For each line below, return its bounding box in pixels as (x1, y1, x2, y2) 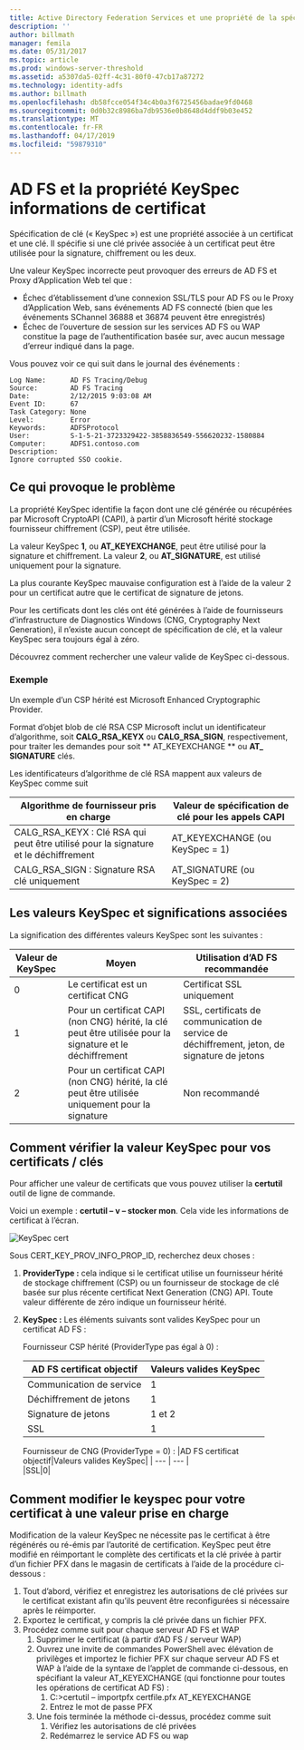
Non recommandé (183, 1086, 260, 1099)
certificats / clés (9, 1154, 104, 1169)
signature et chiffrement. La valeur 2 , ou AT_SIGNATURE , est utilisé (9, 550, 261, 561)
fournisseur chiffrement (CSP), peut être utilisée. (9, 523, 191, 533)
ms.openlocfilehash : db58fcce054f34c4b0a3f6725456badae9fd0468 (9, 97, 253, 107)
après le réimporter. (22, 1605, 97, 1616)
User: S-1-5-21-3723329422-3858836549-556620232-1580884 (9, 431, 265, 440)
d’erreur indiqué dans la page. (22, 340, 135, 351)
